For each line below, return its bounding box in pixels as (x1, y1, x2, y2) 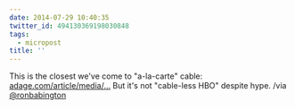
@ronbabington (9, 90, 67, 101)
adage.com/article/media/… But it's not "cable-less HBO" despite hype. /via (9, 80, 287, 91)
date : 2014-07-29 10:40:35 (9, 13, 110, 22)
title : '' (9, 46, 46, 55)
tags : (9, 29, 29, 38)
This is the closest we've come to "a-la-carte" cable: (9, 71, 203, 81)
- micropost (17, 38, 62, 47)
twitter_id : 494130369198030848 (9, 21, 129, 30)
